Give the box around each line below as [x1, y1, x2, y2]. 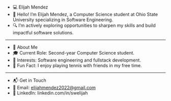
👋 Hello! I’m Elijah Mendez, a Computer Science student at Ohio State [12, 12, 158, 17]
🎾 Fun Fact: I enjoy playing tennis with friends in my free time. [12, 63, 142, 68]
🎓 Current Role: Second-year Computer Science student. [12, 50, 135, 56]
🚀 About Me [12, 44, 38, 50]
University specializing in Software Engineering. [12, 17, 113, 23]
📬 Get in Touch [12, 77, 47, 83]
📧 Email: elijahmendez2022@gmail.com [12, 85, 96, 90]
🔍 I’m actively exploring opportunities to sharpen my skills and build [12, 22, 156, 28]
